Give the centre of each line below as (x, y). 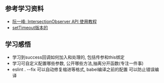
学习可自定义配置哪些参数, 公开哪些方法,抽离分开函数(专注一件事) (78, 63)
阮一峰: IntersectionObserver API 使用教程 (54, 21)
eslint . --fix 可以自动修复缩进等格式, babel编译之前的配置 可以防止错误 (83, 69)
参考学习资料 (24, 9)
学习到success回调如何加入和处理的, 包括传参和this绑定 (68, 57)
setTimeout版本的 (30, 27)
